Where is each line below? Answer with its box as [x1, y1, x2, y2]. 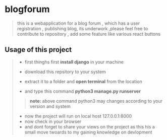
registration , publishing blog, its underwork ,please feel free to [17, 25, 148, 31]
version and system [29, 103, 71, 109]
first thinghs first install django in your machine [24, 59, 124, 65]
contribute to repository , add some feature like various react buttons [17, 31, 161, 37]
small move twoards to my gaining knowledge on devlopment [24, 129, 152, 135]
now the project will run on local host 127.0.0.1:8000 [24, 113, 132, 119]
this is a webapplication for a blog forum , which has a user [17, 20, 140, 26]
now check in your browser [24, 118, 82, 124]
